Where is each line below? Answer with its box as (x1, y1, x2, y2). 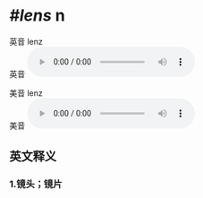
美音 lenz (9, 87, 43, 99)
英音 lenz (9, 36, 43, 47)
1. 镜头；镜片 (9, 178, 63, 191)
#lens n (9, 5, 65, 26)
